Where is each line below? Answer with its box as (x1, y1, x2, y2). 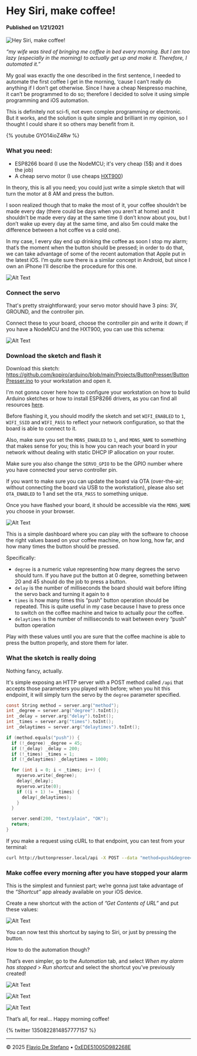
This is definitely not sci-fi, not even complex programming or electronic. (6, 108, 182, 115)
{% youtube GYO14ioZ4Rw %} (6, 132, 80, 139)
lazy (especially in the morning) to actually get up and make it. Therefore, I (6, 54, 188, 62)
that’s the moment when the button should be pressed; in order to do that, (6, 244, 185, 251)
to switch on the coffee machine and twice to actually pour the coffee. (14, 609, 185, 616)
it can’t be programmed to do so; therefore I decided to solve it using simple (6, 91, 189, 98)
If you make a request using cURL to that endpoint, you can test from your (6, 837, 185, 844)
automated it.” (6, 60, 41, 68)
